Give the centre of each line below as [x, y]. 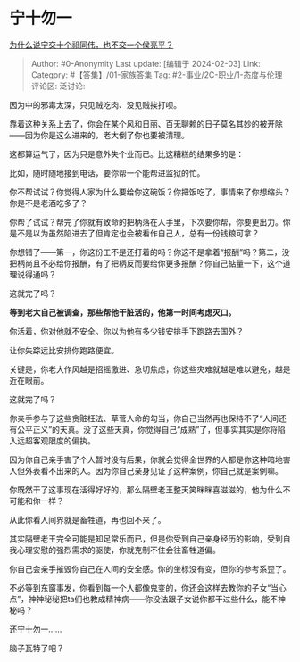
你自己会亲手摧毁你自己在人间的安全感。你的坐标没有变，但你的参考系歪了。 [150, 568]
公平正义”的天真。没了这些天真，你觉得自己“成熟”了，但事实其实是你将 [147, 429]
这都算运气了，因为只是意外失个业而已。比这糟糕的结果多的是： [126, 153]
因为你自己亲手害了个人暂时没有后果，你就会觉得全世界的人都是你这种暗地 [146, 459]
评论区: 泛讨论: [58, 86]
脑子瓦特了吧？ [37, 648]
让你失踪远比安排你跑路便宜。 [64, 350]
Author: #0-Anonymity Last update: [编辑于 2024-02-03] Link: [146, 63]
